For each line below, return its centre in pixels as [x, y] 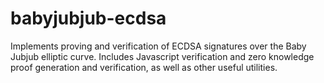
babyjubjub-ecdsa [88, 18]
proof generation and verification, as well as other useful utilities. [144, 67]
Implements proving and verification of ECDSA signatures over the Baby [158, 46]
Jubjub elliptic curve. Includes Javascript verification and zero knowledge [162, 56]
